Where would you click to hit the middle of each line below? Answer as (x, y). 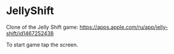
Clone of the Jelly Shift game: (42, 27)
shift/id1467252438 (30, 33)
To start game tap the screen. (42, 45)
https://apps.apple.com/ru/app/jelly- (124, 27)
